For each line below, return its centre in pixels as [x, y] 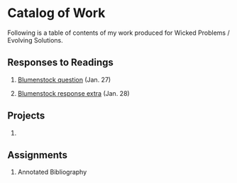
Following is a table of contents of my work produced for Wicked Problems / [118, 33]
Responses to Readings [60, 63]
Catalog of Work [56, 13]
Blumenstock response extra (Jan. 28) [73, 93]
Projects [26, 116]
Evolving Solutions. [35, 40]
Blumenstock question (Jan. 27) [64, 79]
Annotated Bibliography [52, 172]
